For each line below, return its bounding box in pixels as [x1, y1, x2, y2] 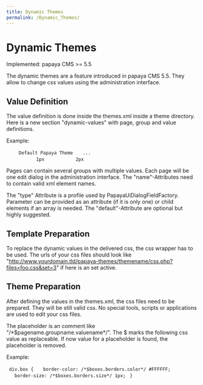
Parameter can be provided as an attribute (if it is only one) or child [6, 198, 174, 206]
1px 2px [36, 156, 84, 162]
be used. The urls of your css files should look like [6, 251, 132, 258]
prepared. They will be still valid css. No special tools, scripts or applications [6, 304, 197, 311]
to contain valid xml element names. [6, 180, 96, 187]
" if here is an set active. [56, 264, 117, 272]
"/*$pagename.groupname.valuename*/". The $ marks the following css [6, 329, 188, 336]
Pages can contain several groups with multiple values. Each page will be [6, 167, 190, 175]
